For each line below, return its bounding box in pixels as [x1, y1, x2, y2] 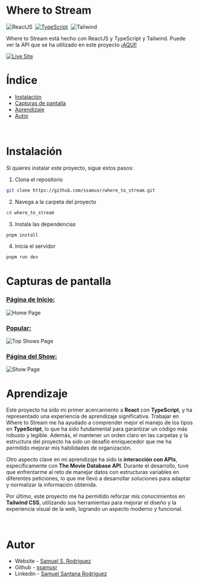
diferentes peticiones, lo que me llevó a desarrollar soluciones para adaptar [6, 475, 191, 482]
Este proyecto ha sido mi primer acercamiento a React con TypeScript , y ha [6, 406, 193, 414]
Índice [6, 74, 37, 87]
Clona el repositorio [14, 176, 64, 183]
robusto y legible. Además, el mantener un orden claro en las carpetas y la [6, 432, 188, 439]
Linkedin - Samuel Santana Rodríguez [14, 570, 108, 578]
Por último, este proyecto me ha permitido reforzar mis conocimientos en [6, 492, 185, 500]
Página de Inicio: [6, 295, 55, 304]
